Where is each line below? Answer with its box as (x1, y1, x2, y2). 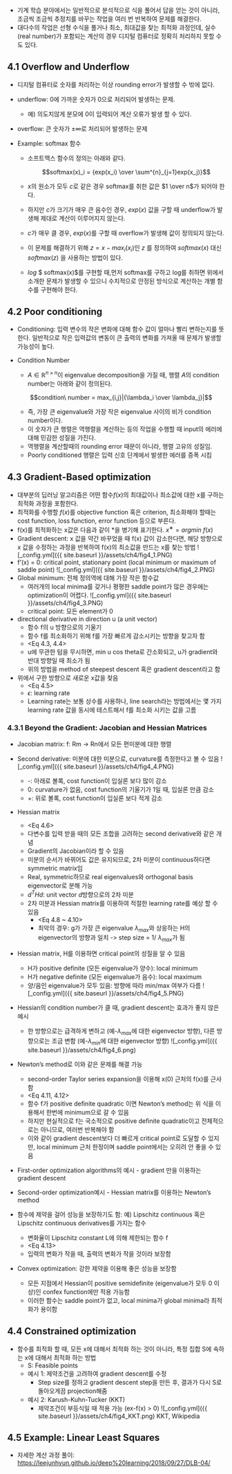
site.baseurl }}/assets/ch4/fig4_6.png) (27, 1045, 136, 1054)
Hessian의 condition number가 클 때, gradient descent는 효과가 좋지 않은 (17, 1003, 220, 1012)
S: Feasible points (27, 1361, 78, 1369)
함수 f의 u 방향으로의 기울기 (27, 622, 102, 631)
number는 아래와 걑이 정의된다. (27, 379, 113, 388)
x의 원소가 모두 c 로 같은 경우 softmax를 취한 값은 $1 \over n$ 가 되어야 (27, 182, 218, 190)
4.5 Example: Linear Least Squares (7, 1432, 160, 1444)
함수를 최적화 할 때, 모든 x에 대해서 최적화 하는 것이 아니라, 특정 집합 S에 (17, 1345, 212, 1353)
